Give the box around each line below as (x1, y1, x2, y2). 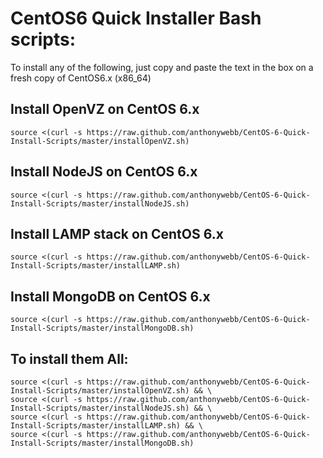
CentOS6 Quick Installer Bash (10, 7, 262, 30)
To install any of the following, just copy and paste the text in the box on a (10, 61, 314, 73)
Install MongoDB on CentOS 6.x (10, 288, 211, 305)
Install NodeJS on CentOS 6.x (10, 163, 198, 181)
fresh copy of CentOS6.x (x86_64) (10, 72, 152, 84)
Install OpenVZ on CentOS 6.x (10, 101, 200, 118)
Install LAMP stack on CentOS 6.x (10, 225, 224, 242)
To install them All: (10, 350, 129, 367)
